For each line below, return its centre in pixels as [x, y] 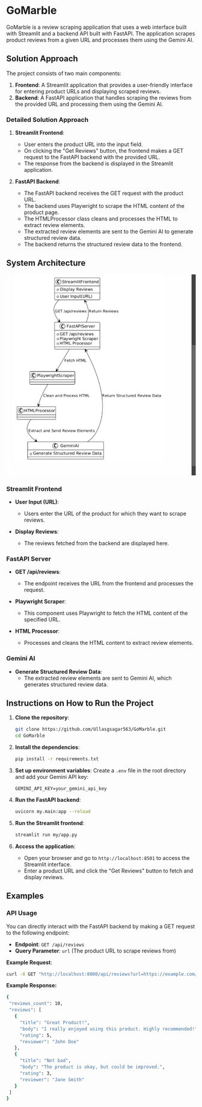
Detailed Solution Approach [47, 120]
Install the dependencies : [47, 747]
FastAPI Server [29, 558]
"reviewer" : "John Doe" [49, 1041]
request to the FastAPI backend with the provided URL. [92, 157]
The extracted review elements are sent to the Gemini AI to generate [109, 231]
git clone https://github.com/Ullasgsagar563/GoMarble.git [90, 730]
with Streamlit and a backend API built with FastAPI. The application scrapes [101, 33]
